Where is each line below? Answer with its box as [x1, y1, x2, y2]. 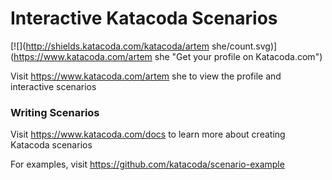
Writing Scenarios [10, 105, 100, 119]
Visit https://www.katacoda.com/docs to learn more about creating [10, 128, 286, 141]
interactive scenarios [10, 80, 97, 92]
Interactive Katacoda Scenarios [10, 7, 278, 30]
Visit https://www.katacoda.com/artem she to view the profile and [10, 70, 282, 82]
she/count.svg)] [211, 40, 278, 52]
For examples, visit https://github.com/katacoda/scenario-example [10, 158, 285, 171]
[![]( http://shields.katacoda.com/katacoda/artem [10, 40, 210, 52]
